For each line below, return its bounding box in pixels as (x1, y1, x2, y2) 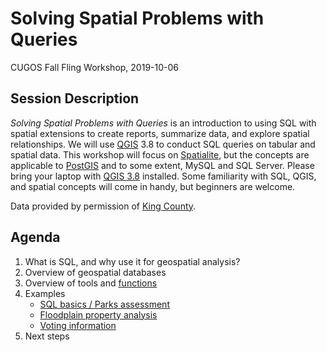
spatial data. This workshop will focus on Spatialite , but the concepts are (10, 148, 310, 161)
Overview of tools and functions (24, 277, 158, 289)
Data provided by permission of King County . (10, 200, 197, 212)
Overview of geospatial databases (24, 266, 167, 278)
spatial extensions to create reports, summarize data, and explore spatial (10, 127, 310, 139)
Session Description (10, 90, 140, 107)
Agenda (10, 229, 61, 246)
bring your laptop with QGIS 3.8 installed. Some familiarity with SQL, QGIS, (10, 170, 317, 182)
